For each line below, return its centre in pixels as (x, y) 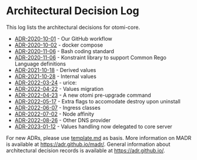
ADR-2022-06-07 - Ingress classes (58, 107)
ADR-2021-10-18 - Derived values (55, 70)
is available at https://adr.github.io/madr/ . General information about (88, 144)
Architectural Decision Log (73, 11)
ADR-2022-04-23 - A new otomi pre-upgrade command (83, 95)
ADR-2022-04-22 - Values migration (59, 89)
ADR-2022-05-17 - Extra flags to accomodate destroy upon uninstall (97, 101)
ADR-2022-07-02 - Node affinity (54, 114)
